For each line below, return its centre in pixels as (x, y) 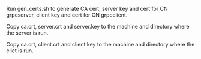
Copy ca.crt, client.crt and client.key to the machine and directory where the (100, 44)
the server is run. (27, 33)
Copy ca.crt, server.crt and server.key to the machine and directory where (98, 27)
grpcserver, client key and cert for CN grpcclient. (67, 15)
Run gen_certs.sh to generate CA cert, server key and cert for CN (87, 9)
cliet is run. (20, 51)
